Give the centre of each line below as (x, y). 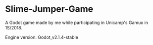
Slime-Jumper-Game (49, 9)
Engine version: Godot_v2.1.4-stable (42, 37)
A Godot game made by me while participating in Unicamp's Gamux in (77, 22)
